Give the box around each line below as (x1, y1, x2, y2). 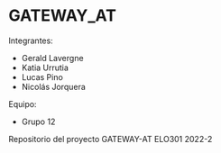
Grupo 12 (21, 116, 56, 127)
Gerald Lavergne (21, 52, 84, 63)
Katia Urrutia (21, 62, 69, 73)
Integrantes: (8, 35, 53, 46)
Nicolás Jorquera (21, 81, 87, 92)
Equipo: (8, 98, 37, 109)
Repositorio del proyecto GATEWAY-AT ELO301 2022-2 (8, 133, 213, 144)
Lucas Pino (21, 71, 64, 82)
